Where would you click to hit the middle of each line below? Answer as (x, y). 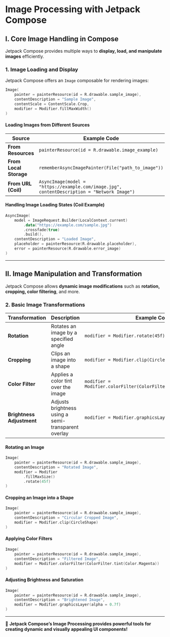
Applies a (62, 374)
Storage (18, 174)
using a (59, 414)
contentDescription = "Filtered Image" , (57, 559)
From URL (20, 184)
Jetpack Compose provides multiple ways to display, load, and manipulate (84, 51)
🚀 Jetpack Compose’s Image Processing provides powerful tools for (78, 624)
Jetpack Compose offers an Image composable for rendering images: (77, 81)
